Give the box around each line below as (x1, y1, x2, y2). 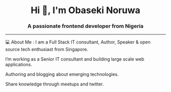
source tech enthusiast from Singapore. (5, 47, 89, 53)
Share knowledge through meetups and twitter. (5, 81, 104, 87)
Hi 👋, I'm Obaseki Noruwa (30, 5, 141, 16)
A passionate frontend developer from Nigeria (27, 23, 144, 30)
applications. (5, 62, 32, 68)
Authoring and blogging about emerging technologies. (5, 71, 119, 77)
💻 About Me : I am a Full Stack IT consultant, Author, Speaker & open (5, 39, 151, 45)
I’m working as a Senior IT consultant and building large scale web (5, 56, 145, 62)
